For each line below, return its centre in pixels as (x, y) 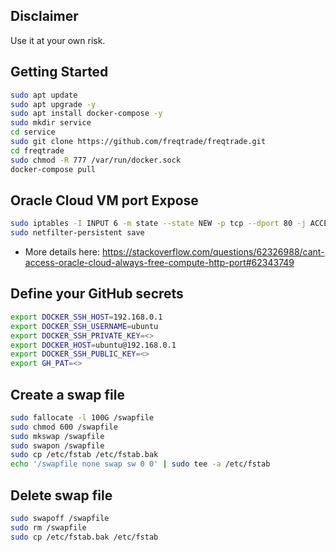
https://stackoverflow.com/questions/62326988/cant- (213, 252)
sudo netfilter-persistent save (77, 233)
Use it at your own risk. (58, 40)
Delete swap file (61, 495)
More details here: (62, 252)
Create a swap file (68, 394)
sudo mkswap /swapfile (57, 436)
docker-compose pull (53, 169)
